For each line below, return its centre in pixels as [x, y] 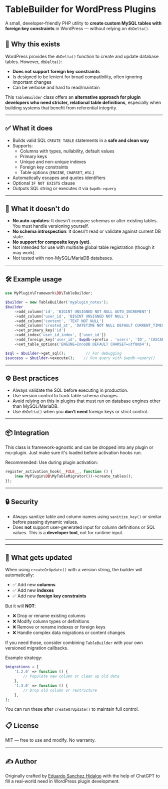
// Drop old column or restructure [60, 690]
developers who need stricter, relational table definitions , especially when [83, 102]
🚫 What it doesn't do [37, 208]
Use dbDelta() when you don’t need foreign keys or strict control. [80, 412]
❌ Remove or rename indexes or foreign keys [59, 627]
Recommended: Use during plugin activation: [52, 462]
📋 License [22, 726]
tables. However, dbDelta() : [34, 62]
